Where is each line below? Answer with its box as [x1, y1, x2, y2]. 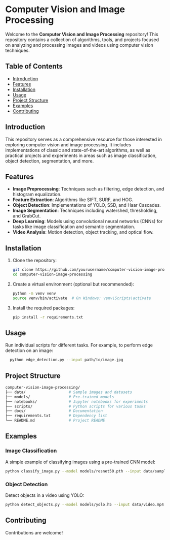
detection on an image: [5, 347, 53, 354]
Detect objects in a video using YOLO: [5, 492, 84, 498]
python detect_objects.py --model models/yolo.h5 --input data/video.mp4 [5, 502, 164, 507]
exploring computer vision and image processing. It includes [5, 141, 132, 148]
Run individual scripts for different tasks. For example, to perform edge [5, 342, 153, 348]
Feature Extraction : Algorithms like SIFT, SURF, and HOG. [12, 197, 134, 203]
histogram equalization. [12, 192, 62, 198]
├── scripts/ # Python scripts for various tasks [5, 404, 146, 409]
